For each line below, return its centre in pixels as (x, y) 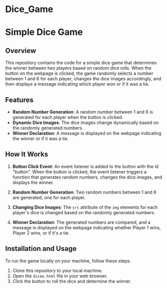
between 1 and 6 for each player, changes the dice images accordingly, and (83, 79)
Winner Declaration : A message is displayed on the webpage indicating (87, 133)
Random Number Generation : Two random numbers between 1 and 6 (84, 192)
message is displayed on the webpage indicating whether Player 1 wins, (87, 227)
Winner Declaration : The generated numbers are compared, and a (81, 222)
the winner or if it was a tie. (41, 138)
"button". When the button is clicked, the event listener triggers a (79, 172)
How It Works (27, 154)
